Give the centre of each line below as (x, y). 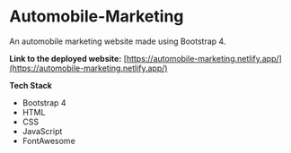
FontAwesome (49, 140)
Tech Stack (31, 85)
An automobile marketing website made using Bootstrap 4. (118, 41)
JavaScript (42, 131)
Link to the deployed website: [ (68, 58)
